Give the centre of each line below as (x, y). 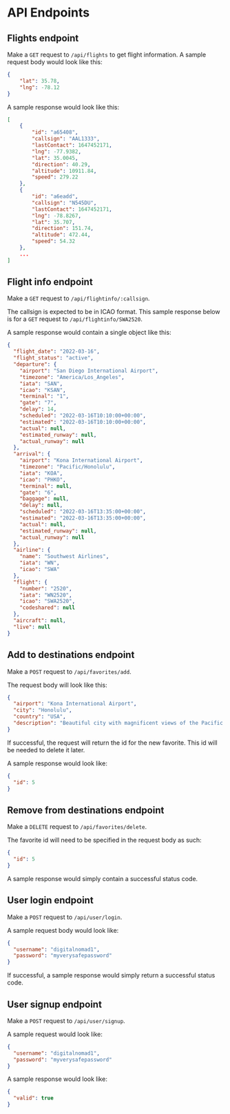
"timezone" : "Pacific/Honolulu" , (67, 467)
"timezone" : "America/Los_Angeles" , (72, 377)
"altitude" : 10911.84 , (64, 171)
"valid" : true (33, 1098)
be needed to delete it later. (46, 750)
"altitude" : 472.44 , (61, 235)
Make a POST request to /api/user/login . (65, 917)
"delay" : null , (41, 505)
